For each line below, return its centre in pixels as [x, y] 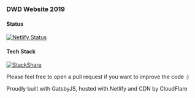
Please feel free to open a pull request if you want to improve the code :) [98, 77]
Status [15, 24]
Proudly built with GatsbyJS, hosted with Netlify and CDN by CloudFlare [97, 89]
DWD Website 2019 [36, 9]
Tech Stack [21, 51]
